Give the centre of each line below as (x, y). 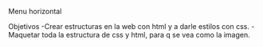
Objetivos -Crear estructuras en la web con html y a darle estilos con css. (129, 26)
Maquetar (24, 35)
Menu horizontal (35, 11)
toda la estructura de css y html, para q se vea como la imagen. (146, 35)
